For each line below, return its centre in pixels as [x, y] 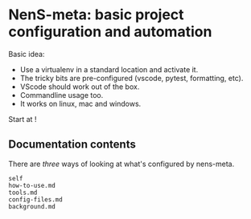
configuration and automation [110, 32]
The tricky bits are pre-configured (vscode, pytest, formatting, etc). [132, 78]
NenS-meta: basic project [96, 15]
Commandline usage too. [62, 95]
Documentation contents [72, 145]
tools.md [23, 193]
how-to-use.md [32, 185]
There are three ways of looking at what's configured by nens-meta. [121, 164]
